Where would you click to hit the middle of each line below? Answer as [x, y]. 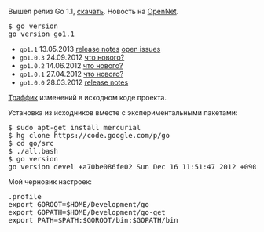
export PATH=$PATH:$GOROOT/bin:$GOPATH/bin [93, 220]
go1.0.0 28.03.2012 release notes [74, 82]
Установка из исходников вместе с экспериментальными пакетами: [123, 112]
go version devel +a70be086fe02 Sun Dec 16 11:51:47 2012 [122, 167]
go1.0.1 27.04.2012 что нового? [71, 74]
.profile [25, 196]
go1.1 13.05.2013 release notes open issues [90, 49]
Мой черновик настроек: [50, 182]
